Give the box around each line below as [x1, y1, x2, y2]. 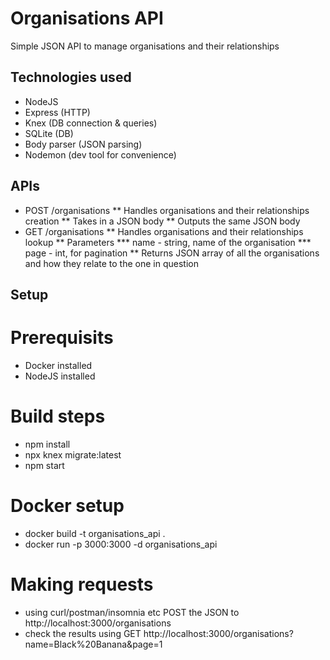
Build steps [10, 405, 106, 428]
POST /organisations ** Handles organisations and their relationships [24, 204, 310, 216]
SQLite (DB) [24, 127, 74, 139]
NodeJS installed [24, 370, 96, 382]
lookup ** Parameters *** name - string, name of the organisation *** [24, 236, 312, 248]
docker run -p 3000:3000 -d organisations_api [24, 538, 218, 550]
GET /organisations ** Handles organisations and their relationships [24, 225, 304, 237]
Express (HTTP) [24, 106, 91, 118]
